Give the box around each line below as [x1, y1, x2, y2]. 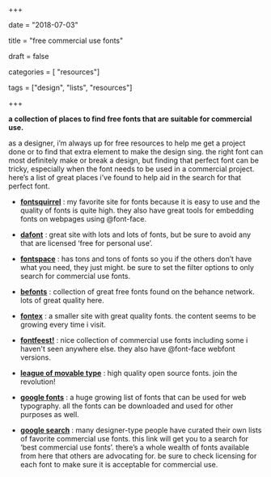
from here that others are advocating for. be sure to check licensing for [19, 451, 257, 461]
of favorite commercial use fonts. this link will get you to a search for [19, 434, 249, 443]
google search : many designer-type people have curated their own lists [19, 425, 262, 435]
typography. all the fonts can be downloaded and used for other [19, 401, 234, 411]
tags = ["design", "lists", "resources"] [8, 82, 133, 92]
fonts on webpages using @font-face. [19, 214, 147, 223]
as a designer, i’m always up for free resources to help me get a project [8, 138, 246, 148]
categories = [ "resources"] [8, 67, 100, 77]
